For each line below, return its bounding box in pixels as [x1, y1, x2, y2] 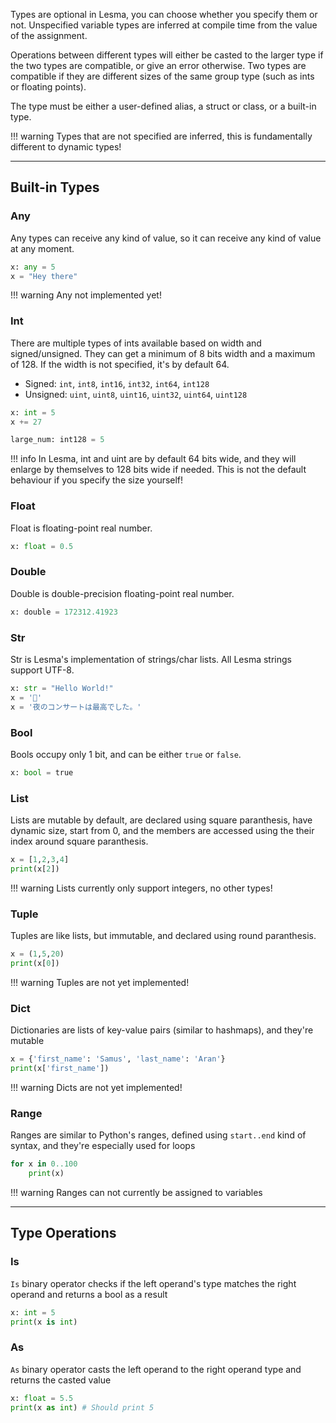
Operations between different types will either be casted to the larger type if [10, 49, 324, 61]
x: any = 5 [10, 262, 56, 272]
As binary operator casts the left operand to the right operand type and [10, 1363, 302, 1375]
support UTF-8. [10, 664, 75, 676]
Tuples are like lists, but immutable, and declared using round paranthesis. [10, 930, 317, 942]
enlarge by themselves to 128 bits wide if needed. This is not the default [10, 464, 307, 476]
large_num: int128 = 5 [10, 435, 105, 445]
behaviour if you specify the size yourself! [10, 474, 184, 486]
